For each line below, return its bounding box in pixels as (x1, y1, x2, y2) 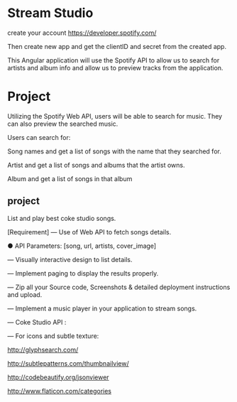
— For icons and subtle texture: (7, 332, 99, 340)
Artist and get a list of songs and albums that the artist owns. (7, 161, 185, 169)
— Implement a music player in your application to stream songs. (7, 304, 197, 313)
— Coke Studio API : (7, 317, 67, 326)
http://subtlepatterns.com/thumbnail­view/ (7, 359, 129, 367)
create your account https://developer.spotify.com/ (7, 28, 157, 37)
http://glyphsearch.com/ (7, 345, 79, 354)
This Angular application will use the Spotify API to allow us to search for (7, 55, 220, 65)
